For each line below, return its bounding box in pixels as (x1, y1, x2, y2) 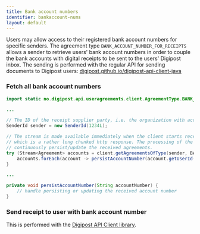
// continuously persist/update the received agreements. (6, 144, 153, 150)
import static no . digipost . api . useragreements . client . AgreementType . (6, 96, 183, 102)
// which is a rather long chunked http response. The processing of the (6, 139, 193, 146)
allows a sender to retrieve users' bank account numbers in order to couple (6, 49, 191, 56)
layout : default (6, 20, 46, 26)
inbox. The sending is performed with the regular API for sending (6, 61, 165, 68)
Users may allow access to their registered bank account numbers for (6, 36, 177, 43)
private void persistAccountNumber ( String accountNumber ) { (6, 182, 159, 189)
